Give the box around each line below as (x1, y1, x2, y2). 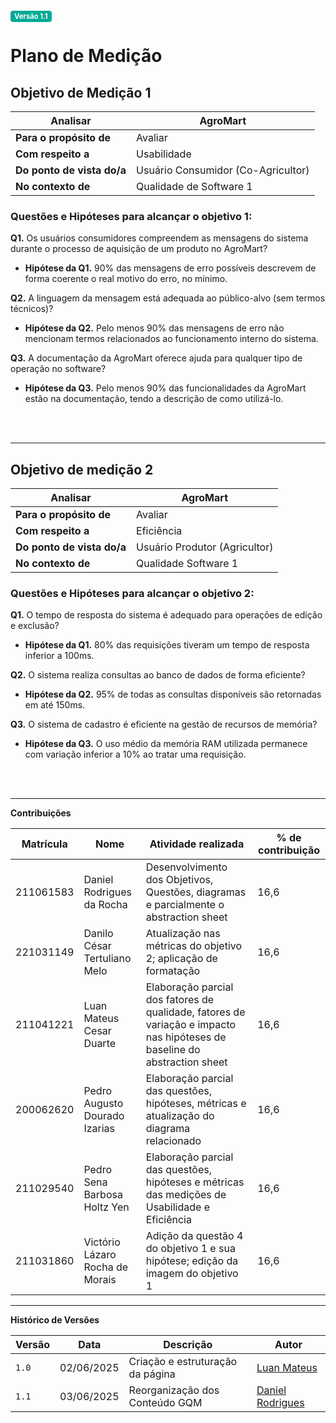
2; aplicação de (145, 952, 218, 966)
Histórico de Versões (10, 1314, 100, 1326)
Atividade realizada (149, 837, 245, 851)
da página (128, 1367, 176, 1381)
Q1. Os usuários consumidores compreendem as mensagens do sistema (10, 232, 309, 244)
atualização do (145, 1109, 215, 1123)
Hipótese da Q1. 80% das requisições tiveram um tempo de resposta (24, 639, 310, 651)
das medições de (145, 1188, 227, 1202)
